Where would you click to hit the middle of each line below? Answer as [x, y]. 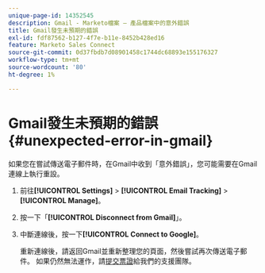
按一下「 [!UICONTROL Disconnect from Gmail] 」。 [103, 217]
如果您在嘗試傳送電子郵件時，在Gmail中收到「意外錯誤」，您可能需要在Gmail [133, 163]
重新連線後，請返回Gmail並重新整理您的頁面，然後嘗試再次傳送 [123, 251]
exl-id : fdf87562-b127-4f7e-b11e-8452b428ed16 [86, 38]
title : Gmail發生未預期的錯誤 [54, 30]
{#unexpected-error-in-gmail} [111, 140]
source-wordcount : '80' [48, 67]
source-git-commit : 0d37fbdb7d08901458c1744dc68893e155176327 [113, 52]
